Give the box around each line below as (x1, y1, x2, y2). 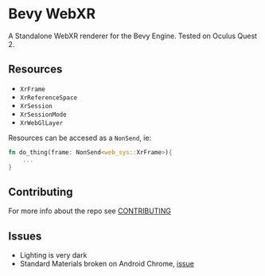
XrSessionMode (19, 111, 67, 119)
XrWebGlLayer (19, 119, 64, 127)
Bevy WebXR (8, 5, 96, 23)
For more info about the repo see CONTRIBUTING (8, 206, 171, 216)
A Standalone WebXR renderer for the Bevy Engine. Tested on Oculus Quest (8, 31, 257, 41)
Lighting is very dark (19, 251, 88, 259)
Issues (8, 229, 42, 243)
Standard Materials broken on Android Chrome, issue (19, 259, 195, 268)
